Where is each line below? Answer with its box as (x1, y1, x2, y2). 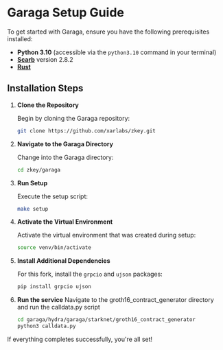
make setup (16, 205, 49, 212)
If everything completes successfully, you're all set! (7, 335, 153, 343)
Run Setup (16, 178, 48, 187)
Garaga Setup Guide (7, 5, 125, 21)
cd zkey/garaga (16, 166, 61, 173)
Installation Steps (7, 82, 84, 94)
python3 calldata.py (16, 323, 76, 329)
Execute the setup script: (16, 192, 88, 200)
